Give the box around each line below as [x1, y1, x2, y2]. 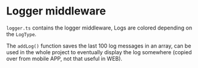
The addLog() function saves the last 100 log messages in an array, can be [6, 42, 192, 49]
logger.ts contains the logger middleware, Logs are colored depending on [6, 24, 193, 31]
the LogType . [6, 30, 37, 37]
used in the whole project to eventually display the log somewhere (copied [6, 48, 192, 55]
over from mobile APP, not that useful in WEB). [6, 55, 123, 62]
